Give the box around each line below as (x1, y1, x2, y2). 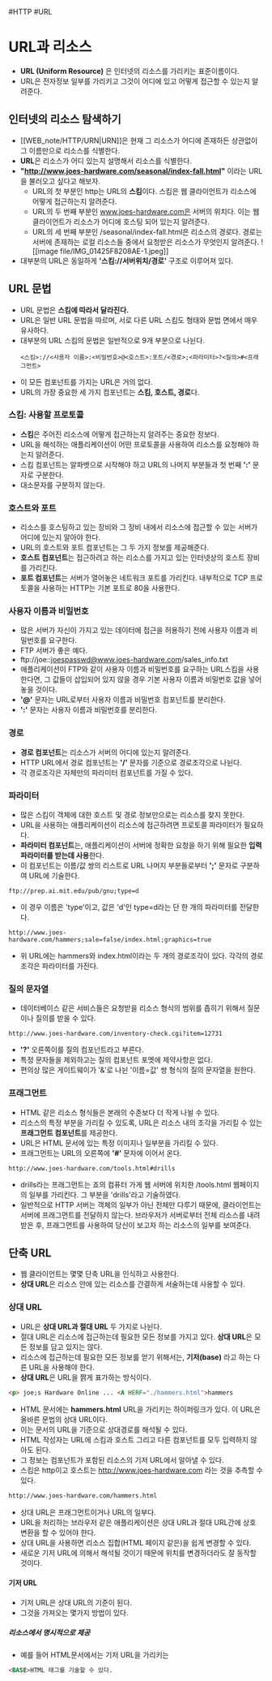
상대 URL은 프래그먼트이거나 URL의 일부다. (19, 1507, 156, 1517)
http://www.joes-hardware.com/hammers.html (8, 1491, 158, 1500)
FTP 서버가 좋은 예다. (19, 645, 88, 656)
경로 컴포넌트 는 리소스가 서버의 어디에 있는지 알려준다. (19, 747, 191, 757)
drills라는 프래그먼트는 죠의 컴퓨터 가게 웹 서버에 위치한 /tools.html (19, 1179, 232, 1189)
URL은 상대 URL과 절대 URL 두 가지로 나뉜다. (19, 1321, 163, 1331)
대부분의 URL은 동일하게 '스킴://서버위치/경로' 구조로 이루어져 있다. (19, 256, 234, 265)
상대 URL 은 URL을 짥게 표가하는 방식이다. (19, 1372, 151, 1382)
